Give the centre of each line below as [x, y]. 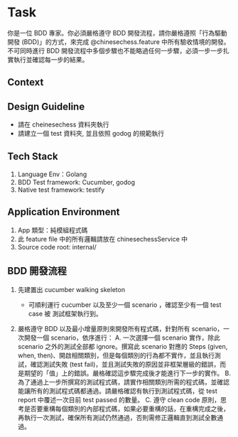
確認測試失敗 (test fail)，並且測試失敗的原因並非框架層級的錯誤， [125, 364]
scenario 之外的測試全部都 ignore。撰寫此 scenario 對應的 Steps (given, [123, 346]
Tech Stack [33, 156]
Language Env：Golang [52, 174]
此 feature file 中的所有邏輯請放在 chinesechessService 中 [103, 239]
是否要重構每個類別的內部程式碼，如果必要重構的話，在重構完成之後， [126, 409]
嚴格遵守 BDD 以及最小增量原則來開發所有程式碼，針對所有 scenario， [120, 328]
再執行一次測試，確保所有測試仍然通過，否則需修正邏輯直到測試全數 [117, 417]
